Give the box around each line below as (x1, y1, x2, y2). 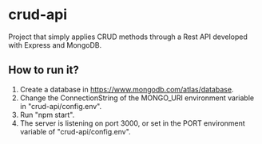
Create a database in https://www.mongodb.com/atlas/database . (19, 84, 234, 94)
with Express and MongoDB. (8, 40, 102, 49)
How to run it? (8, 64, 80, 77)
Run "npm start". (19, 110, 75, 119)
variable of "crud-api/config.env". (19, 126, 131, 136)
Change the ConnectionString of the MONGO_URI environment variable (19, 93, 254, 103)
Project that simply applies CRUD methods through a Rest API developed (8, 32, 248, 41)
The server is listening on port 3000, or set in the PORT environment (19, 118, 245, 128)
